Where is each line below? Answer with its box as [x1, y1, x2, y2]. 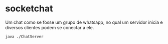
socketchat [5, 3, 54, 14]
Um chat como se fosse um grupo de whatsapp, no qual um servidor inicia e [5, 19, 163, 25]
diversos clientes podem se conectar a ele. [5, 24, 94, 30]
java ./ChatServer [5, 34, 44, 39]
